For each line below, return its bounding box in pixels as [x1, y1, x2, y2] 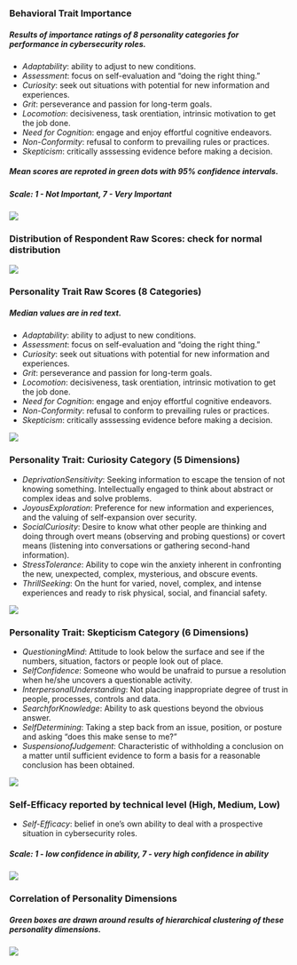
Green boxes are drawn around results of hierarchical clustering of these [9, 914, 285, 925]
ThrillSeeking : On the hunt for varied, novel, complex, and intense [21, 578, 262, 588]
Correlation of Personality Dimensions [9, 892, 177, 905]
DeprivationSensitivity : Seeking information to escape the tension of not [21, 474, 285, 484]
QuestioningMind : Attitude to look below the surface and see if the [21, 647, 265, 658]
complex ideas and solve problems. [21, 492, 152, 504]
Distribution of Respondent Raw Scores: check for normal [9, 233, 263, 245]
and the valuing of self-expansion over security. [21, 512, 198, 522]
